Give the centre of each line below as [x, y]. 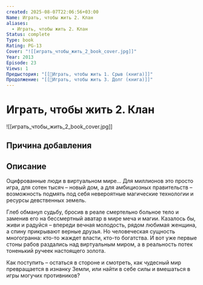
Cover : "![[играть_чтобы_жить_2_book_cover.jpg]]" [72, 52]
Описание [26, 166]
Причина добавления [49, 146]
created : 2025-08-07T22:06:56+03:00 [52, 12]
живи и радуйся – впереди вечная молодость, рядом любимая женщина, [101, 225]
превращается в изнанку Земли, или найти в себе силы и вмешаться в [98, 269]
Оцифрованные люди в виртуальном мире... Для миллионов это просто [100, 181]
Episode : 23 [21, 63]
